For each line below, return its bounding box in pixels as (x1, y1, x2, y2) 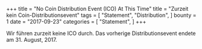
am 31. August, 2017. (6, 36, 57, 43)
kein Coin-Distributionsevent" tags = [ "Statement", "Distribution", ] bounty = (6, 11, 197, 19)
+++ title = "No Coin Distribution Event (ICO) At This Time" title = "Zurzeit (6, 5, 189, 12)
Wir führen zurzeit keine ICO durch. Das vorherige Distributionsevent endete (6, 30, 196, 37)
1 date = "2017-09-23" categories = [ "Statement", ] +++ (6, 18, 147, 25)
